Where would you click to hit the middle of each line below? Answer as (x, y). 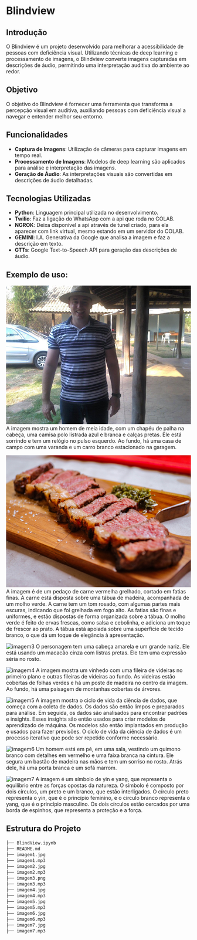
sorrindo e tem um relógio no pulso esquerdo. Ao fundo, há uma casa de (94, 441)
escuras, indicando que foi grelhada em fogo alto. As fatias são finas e (91, 610)
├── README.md (23, 849)
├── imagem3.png (26, 878)
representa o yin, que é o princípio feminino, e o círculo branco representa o (98, 798)
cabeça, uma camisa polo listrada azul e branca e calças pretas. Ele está (94, 435)
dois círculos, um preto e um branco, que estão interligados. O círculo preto (97, 792)
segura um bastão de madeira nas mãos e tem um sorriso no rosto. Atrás (94, 762)
